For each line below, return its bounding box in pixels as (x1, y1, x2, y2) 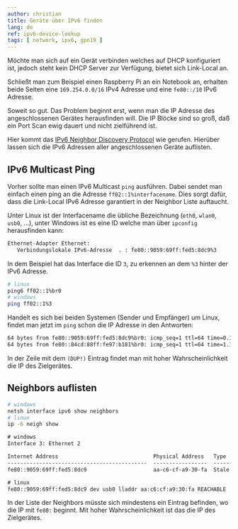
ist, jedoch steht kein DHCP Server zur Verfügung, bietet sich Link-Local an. (7, 64, 229, 72)
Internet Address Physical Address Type (7, 453, 227, 460)
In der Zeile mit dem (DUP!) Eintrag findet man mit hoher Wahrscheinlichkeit (7, 354, 228, 362)
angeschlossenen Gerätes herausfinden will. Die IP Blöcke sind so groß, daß (7, 114, 230, 123)
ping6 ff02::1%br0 (7, 287, 62, 295)
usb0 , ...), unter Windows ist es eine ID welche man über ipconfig (7, 218, 198, 227)
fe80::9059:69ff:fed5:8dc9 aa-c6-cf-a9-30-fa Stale (7, 466, 230, 473)
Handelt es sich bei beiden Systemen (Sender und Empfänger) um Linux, (7, 313, 220, 322)
